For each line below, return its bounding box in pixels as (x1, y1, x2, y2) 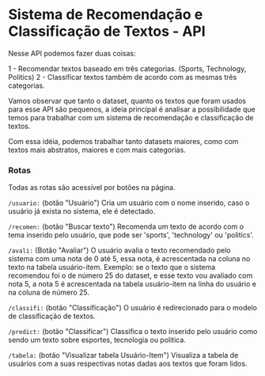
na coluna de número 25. (8, 287, 89, 298)
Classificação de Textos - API (8, 22, 206, 40)
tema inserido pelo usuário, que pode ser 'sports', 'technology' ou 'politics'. (8, 230, 255, 240)
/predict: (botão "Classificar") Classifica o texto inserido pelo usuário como (8, 327, 258, 336)
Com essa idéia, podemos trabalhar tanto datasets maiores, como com (8, 136, 239, 146)
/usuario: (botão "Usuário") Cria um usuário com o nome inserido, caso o (8, 198, 250, 207)
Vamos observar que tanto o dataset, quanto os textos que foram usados (8, 96, 247, 105)
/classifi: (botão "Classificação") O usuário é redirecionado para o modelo (8, 303, 257, 313)
